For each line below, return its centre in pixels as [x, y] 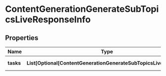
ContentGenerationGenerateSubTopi [82, 9]
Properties [22, 38]
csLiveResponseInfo [48, 19]
